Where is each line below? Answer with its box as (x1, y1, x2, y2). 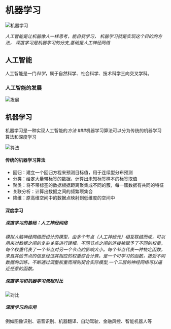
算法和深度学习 (5, 134, 37, 140)
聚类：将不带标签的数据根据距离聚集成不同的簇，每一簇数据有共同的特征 (12, 182, 164, 188)
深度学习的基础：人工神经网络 (5, 220, 67, 226)
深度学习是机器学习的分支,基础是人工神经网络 (15, 39, 110, 46)
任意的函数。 (9, 265, 37, 272)
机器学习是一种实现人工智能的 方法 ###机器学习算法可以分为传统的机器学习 (5, 127, 162, 134)
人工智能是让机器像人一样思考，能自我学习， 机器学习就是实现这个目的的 (5, 33, 158, 39)
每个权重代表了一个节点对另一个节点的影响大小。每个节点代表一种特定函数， (5, 246, 165, 252)
